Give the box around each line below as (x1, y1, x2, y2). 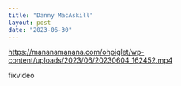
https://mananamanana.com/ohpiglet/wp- (8, 48, 145, 57)
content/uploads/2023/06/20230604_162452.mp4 (8, 56, 173, 65)
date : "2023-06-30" (8, 26, 73, 34)
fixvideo (8, 71, 35, 81)
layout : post (8, 19, 51, 27)
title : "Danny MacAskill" (8, 11, 93, 20)
